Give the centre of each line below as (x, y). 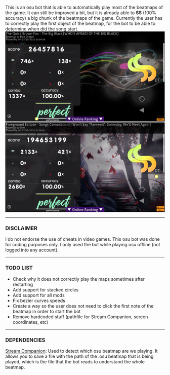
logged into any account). (32, 250)
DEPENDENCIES (25, 340)
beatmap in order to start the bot (47, 311)
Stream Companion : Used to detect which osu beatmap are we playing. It (81, 351)
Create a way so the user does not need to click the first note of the (83, 306)
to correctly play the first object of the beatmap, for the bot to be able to (80, 23)
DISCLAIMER (22, 228)
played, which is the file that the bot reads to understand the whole (75, 361)
